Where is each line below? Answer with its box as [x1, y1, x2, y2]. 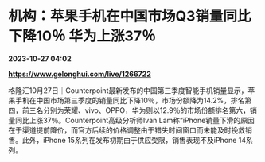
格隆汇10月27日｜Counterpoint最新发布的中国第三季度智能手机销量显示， [8, 85, 248, 95]
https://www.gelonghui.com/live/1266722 [8, 69, 151, 79]
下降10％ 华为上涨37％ [8, 27, 156, 45]
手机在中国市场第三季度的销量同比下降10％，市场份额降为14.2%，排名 [14, 95, 245, 105]
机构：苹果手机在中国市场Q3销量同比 [8, 7, 251, 25]
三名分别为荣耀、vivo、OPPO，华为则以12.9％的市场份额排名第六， [29, 105, 251, 115]
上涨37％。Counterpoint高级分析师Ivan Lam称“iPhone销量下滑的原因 [29, 115, 255, 125]
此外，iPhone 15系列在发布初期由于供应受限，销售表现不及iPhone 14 [21, 135, 247, 145]
